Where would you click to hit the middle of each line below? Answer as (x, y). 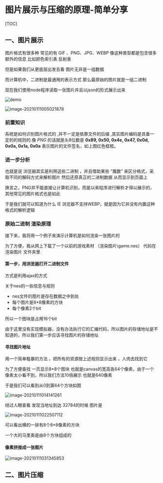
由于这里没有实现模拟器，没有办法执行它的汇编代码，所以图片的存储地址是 (79, 329)
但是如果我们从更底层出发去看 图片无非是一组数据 (55, 69)
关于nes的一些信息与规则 (30, 286)
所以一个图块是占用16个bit (31, 318)
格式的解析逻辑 (20, 210)
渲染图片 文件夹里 (23, 252)
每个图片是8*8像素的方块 (37, 302)
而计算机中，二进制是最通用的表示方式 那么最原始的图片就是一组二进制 (76, 79)
